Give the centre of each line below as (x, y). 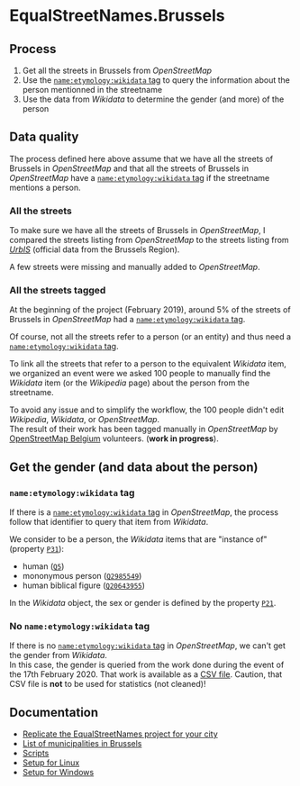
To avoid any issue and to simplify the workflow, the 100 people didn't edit (147, 410)
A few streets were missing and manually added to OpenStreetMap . (135, 267)
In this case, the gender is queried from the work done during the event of (147, 665)
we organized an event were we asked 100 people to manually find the (140, 374)
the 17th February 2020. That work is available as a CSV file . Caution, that (146, 674)
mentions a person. (45, 187)
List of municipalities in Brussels (82, 744)
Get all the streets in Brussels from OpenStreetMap (117, 70)
